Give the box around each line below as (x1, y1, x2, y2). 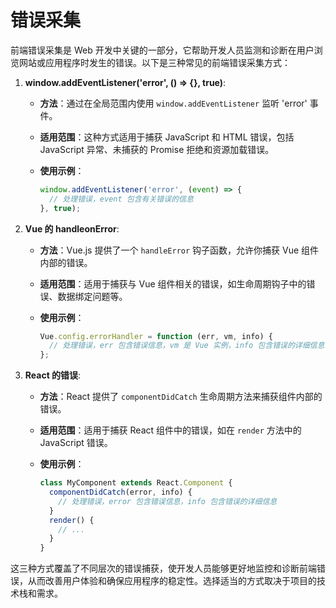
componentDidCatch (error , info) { (48, 487, 193, 498)
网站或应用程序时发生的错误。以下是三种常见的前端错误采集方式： (18, 56, 291, 68)
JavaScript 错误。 (39, 437, 113, 449)
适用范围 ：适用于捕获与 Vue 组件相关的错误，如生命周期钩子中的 (39, 277, 307, 290)
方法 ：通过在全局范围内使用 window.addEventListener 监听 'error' (39, 97, 308, 109)
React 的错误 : (24, 369, 82, 381)
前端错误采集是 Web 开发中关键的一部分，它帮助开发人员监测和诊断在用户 (10, 44, 315, 56)
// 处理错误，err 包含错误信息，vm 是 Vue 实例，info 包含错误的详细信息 (48, 341, 325, 351)
